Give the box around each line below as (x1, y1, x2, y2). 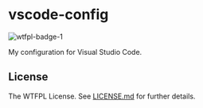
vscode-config (8, 6, 109, 24)
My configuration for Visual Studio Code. (8, 47, 142, 56)
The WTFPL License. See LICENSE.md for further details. (8, 91, 196, 101)
